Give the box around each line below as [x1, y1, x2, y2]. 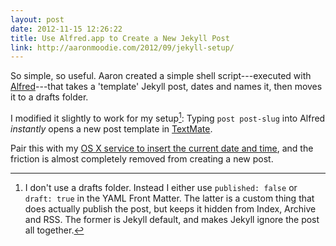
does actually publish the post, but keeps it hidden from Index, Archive [24, 202, 317, 215]
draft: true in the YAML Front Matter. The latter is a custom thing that [24, 192, 315, 204]
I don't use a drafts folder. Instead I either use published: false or [24, 181, 298, 193]
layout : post [10, 14, 65, 25]
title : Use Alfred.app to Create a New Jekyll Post [10, 33, 230, 43]
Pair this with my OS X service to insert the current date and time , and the [10, 142, 314, 154]
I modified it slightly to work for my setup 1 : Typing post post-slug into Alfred [10, 111, 326, 124]
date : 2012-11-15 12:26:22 [10, 24, 123, 34]
